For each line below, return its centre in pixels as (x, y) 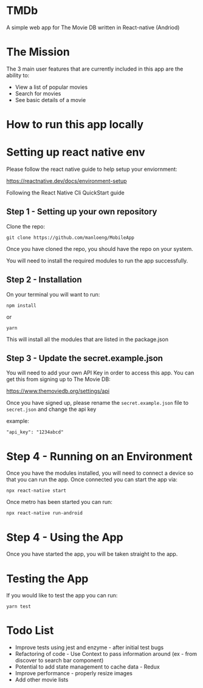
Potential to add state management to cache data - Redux (87, 667)
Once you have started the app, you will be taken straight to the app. (92, 554)
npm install (21, 305)
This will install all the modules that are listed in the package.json (88, 339)
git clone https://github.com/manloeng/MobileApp (71, 238)
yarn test (19, 607)
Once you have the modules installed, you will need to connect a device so (100, 473)
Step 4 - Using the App (65, 537)
